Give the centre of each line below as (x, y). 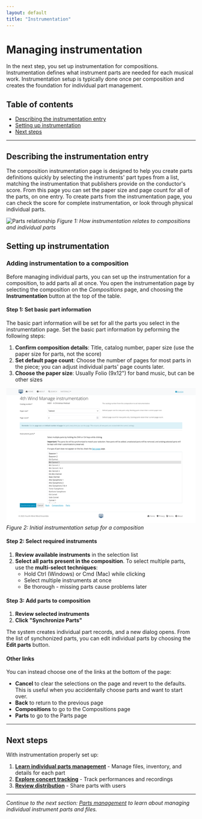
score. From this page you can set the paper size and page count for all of (98, 190)
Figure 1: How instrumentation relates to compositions (124, 221)
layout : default (26, 13)
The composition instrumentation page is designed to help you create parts (99, 171)
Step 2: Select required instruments (52, 541)
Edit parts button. (28, 645)
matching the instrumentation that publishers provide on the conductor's (96, 184)
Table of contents (40, 105)
